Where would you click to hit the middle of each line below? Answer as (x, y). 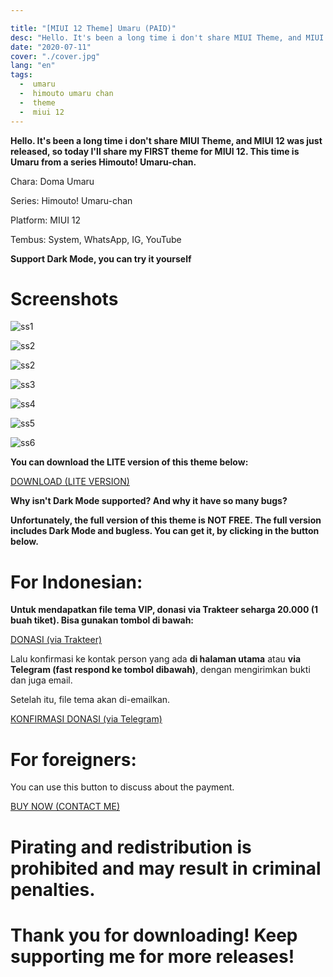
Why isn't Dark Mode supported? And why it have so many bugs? (149, 501)
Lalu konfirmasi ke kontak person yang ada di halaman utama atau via (156, 659)
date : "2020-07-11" (51, 47)
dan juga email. (41, 680)
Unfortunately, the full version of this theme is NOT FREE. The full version (166, 520)
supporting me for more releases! (152, 956)
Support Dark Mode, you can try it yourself (101, 258)
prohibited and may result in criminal (166, 868)
